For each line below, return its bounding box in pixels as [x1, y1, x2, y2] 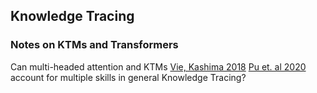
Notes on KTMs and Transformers [10, 38, 179, 52]
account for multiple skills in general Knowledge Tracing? [10, 71, 247, 83]
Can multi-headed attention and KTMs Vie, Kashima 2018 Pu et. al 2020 [10, 60, 307, 73]
